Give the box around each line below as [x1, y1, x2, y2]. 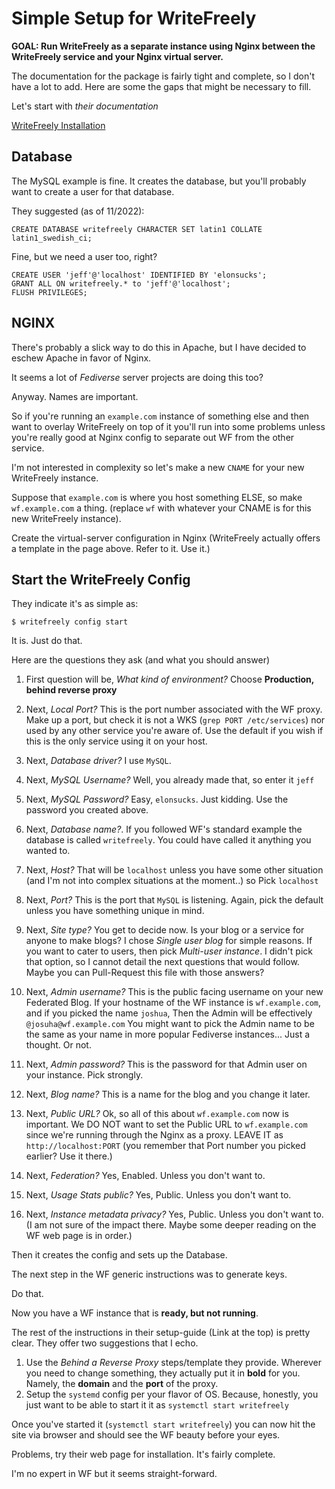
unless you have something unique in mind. [25, 905, 205, 917]
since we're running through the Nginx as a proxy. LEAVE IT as [25, 1129, 284, 1141]
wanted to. [25, 845, 71, 857]
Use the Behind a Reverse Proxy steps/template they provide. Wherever [25, 1357, 323, 1369]
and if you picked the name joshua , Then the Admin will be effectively [25, 1007, 313, 1019]
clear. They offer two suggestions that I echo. [11, 1337, 199, 1349]
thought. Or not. [25, 1039, 92, 1051]
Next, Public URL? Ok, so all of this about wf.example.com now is [25, 1108, 289, 1120]
